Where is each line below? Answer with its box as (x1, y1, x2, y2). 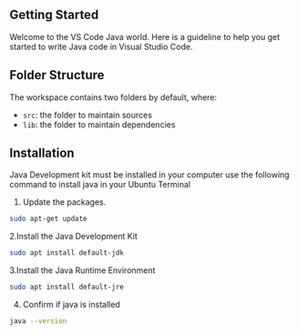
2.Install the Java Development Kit (9, 231, 139, 242)
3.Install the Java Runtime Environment (9, 265, 156, 276)
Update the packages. (22, 197, 107, 208)
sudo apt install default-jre (9, 282, 125, 292)
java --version (9, 317, 67, 326)
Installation (9, 146, 75, 161)
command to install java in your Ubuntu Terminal (9, 179, 191, 190)
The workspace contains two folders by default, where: (9, 91, 217, 103)
